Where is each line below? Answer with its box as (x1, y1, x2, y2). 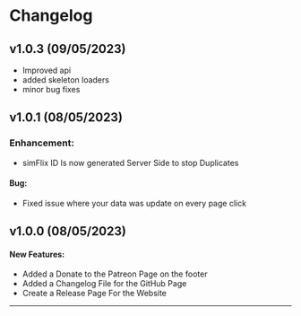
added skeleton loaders (21, 75, 110, 85)
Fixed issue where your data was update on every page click (21, 197, 247, 208)
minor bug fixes (21, 84, 81, 94)
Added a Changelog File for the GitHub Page (21, 278, 187, 289)
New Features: (9, 249, 65, 259)
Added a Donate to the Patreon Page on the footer (21, 268, 208, 279)
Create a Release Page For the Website (21, 288, 168, 299)
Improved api (21, 65, 72, 75)
